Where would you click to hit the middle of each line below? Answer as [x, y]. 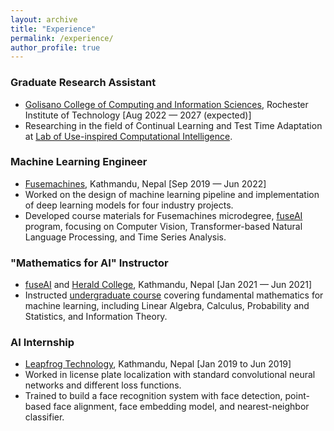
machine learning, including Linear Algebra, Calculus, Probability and [167, 306]
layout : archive [44, 19]
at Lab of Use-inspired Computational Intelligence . [128, 136]
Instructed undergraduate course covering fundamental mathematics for [174, 295]
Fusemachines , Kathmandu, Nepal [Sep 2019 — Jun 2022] [145, 183]
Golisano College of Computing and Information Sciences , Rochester [166, 104]
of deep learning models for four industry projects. [129, 205]
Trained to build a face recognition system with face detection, [153, 396]
